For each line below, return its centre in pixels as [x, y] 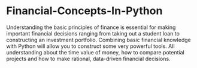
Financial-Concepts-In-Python [84, 11]
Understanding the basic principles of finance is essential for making [91, 27]
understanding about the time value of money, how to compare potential [95, 52]
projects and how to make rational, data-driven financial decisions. [88, 59]
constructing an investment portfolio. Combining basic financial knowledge [99, 40]
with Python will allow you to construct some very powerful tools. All [90, 46]
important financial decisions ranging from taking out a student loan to [93, 33]
